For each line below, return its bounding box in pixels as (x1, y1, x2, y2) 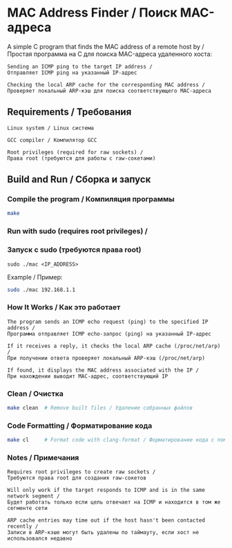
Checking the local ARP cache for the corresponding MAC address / (7, 81, 206, 88)
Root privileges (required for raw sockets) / (7, 149, 144, 156)
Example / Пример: (7, 273, 64, 281)
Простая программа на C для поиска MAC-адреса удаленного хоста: (7, 50, 213, 58)
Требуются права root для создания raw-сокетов (7, 475, 147, 482)
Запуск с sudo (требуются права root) (7, 245, 142, 255)
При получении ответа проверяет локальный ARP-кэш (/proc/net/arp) (7, 354, 206, 361)
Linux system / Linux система (7, 125, 95, 131)
